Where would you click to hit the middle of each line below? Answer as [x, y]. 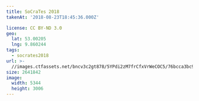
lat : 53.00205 [29, 39]
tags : [13, 50]
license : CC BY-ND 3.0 [34, 28]
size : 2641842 [24, 72]
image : [14, 78]
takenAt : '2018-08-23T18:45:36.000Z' [53, 17]
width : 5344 [26, 83]
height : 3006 [28, 89]
